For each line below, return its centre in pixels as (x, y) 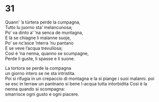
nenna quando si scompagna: (35, 89)
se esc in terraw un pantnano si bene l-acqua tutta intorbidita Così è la (76, 83)
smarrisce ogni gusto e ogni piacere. (42, 94)
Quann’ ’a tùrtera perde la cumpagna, (43, 22)
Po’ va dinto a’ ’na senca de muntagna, (44, 32)
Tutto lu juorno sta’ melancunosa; (39, 27)
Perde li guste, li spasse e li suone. (40, 58)
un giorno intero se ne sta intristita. (40, 73)
